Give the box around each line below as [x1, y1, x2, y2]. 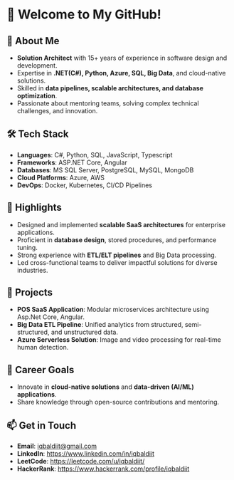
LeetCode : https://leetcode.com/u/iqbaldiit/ [16, 457, 145, 466]
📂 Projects [6, 286, 53, 298]
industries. [16, 266, 48, 274]
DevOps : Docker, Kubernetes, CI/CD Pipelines [16, 181, 153, 189]
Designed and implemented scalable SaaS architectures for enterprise [16, 220, 226, 229]
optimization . [16, 92, 58, 100]
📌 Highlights [6, 202, 62, 214]
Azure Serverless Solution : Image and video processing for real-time [16, 335, 221, 344]
